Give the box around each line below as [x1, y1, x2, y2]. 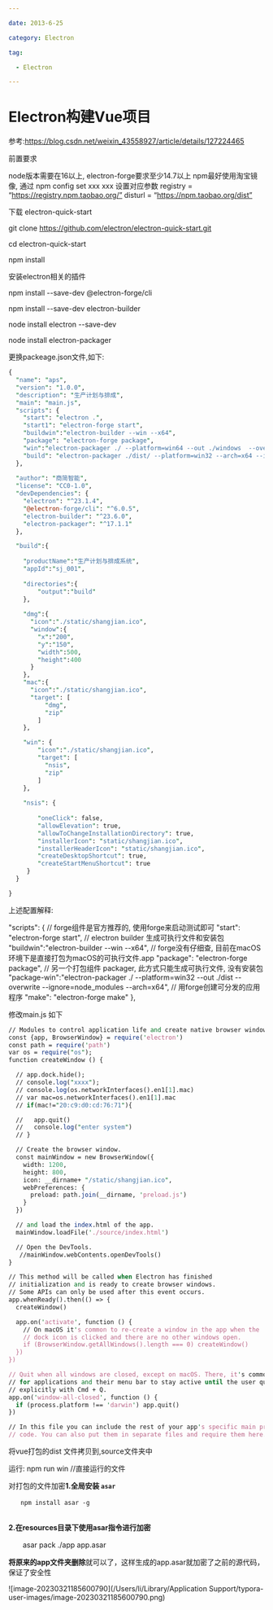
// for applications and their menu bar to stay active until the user [8, 1378, 256, 1386]
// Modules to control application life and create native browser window [8, 1025, 267, 1034]
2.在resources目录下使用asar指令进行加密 [8, 1523, 151, 1533]
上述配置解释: [8, 905, 54, 915]
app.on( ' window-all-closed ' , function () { [8, 1393, 158, 1402]
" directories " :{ [23, 580, 79, 588]
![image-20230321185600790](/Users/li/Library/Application [8, 1584, 207, 1594]
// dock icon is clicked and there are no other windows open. [23, 1333, 242, 1341]
